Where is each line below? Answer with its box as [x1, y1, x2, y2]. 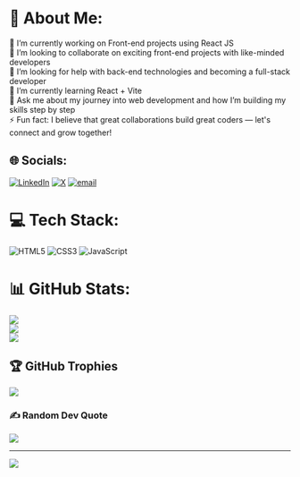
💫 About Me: [9, 8, 104, 29]
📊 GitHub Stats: [9, 278, 131, 299]
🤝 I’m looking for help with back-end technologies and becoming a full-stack [9, 66, 290, 77]
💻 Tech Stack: [9, 209, 120, 230]
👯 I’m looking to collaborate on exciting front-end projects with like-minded [9, 47, 285, 57]
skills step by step [9, 104, 76, 115]
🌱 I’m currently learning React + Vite [9, 85, 143, 96]
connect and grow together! [9, 127, 112, 138]
